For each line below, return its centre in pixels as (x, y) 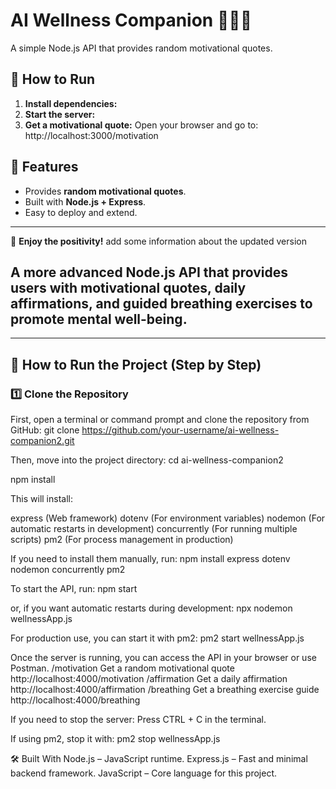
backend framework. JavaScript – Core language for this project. (144, 773)
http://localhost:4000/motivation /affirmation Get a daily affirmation (149, 679)
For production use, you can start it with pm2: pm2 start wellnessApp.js (157, 638)
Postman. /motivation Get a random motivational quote (122, 668)
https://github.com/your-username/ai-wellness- (180, 430)
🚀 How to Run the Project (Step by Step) (136, 364)
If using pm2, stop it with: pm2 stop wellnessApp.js (115, 739)
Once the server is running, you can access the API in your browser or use (163, 658)
